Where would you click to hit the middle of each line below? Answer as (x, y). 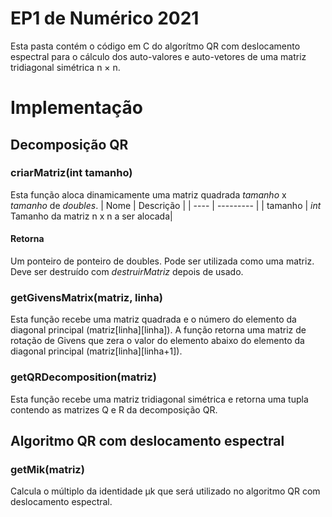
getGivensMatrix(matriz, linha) (86, 297)
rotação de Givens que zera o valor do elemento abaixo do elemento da (157, 341)
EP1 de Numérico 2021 (105, 18)
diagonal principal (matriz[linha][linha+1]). (96, 351)
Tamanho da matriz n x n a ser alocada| (91, 216)
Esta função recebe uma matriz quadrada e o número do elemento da (153, 319)
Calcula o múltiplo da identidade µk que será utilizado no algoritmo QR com (165, 491)
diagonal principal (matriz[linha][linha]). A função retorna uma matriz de (158, 330)
